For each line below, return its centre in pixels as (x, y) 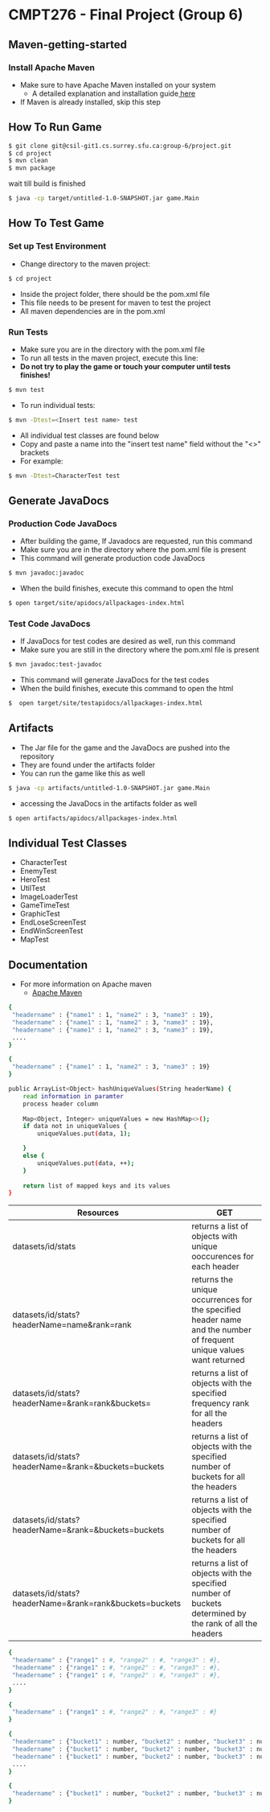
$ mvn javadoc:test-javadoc (55, 665)
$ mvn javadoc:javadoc (46, 573)
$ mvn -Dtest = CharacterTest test (64, 476)
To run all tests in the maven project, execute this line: (109, 358)
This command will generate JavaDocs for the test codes (115, 680)
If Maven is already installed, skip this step (90, 101)
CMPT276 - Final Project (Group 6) (126, 15)
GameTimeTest (45, 905)
